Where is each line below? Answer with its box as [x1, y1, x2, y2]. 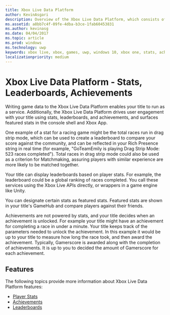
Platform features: [5, 284, 43, 290]
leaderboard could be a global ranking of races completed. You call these [5, 177, 158, 183]
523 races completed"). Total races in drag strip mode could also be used [5, 151, 159, 157]
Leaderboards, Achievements [5, 87, 133, 99]
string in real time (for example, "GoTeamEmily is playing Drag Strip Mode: [5, 146, 160, 152]
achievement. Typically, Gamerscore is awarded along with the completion [5, 240, 161, 246]
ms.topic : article [5, 36, 44, 41]
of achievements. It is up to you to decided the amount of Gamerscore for [5, 245, 158, 251]
